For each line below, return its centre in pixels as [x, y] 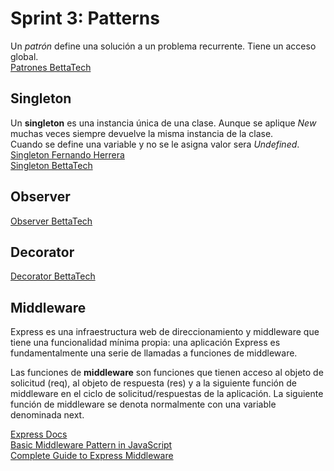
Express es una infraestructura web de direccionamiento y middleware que [165, 332]
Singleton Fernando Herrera [67, 154]
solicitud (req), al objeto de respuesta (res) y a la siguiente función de [153, 383]
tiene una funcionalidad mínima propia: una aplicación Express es [145, 343]
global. [24, 56]
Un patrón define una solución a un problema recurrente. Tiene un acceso [163, 46]
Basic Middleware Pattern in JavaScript [91, 445]
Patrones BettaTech [51, 67]
